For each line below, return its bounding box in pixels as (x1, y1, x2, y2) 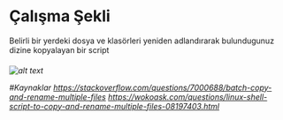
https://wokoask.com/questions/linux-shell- (107, 91, 268, 102)
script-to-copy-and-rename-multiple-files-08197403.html (9, 101, 219, 111)
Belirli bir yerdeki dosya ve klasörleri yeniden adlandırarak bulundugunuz (9, 35, 275, 46)
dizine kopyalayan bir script (9, 44, 110, 55)
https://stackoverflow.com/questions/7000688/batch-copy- (52, 82, 272, 93)
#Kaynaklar (9, 82, 51, 93)
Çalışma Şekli (9, 6, 111, 26)
